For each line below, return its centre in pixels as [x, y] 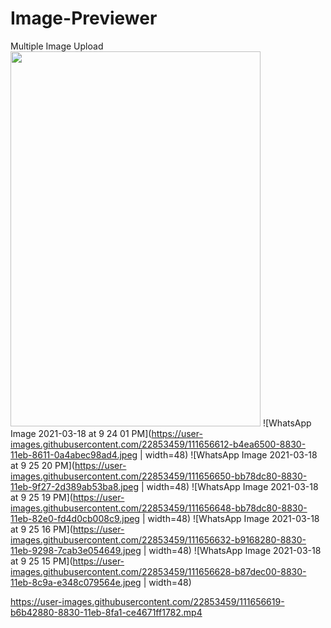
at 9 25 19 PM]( [41, 497]
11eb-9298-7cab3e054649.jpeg [76, 550]
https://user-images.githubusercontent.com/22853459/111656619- [147, 601]
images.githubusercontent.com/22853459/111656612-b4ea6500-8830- [158, 444]
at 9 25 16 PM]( [41, 529]
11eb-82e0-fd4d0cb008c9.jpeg [75, 518]
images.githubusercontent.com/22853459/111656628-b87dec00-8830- [158, 571]
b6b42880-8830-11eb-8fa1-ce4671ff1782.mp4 [106, 612]
